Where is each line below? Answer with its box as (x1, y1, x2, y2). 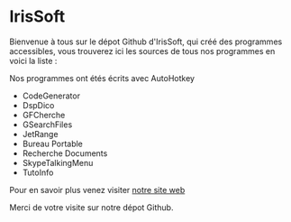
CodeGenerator (22, 90, 81, 101)
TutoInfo (22, 167, 54, 178)
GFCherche (22, 109, 66, 120)
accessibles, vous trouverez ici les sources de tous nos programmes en (9, 45, 276, 56)
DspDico (22, 99, 55, 110)
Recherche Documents (22, 147, 108, 159)
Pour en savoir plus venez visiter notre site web (9, 184, 186, 195)
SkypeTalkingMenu (22, 157, 94, 168)
